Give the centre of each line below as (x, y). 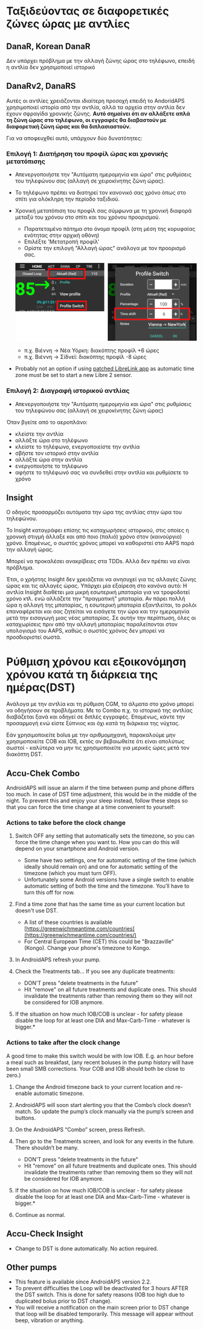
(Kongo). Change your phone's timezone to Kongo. (87, 948)
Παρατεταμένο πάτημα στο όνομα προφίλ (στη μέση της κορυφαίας (110, 229)
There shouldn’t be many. (47, 1148)
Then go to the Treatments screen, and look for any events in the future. (105, 1141)
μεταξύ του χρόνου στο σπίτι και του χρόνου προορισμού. (87, 217)
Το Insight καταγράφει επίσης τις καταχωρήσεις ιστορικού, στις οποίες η (98, 531)
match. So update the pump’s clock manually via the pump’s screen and (104, 1111)
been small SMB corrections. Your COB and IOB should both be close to (96, 1068)
